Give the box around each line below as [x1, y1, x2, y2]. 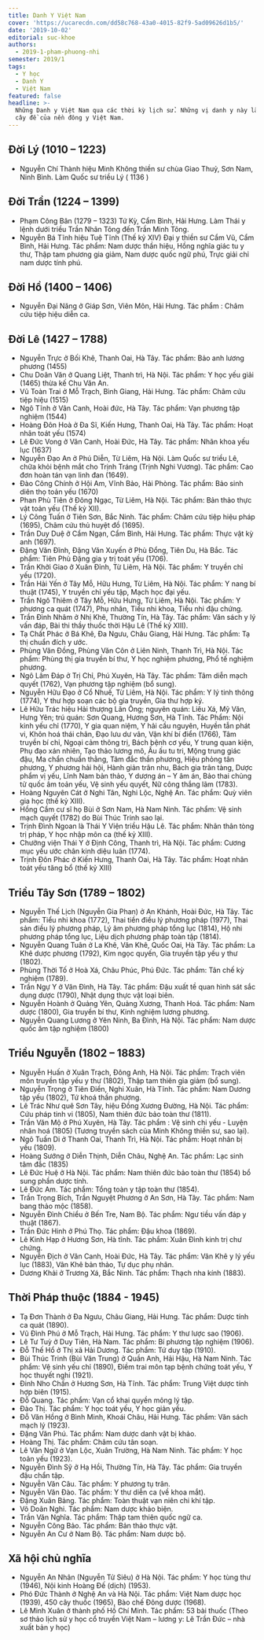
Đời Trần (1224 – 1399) [8, 195, 120, 208]
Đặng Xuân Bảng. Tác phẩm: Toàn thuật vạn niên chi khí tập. [19, 1495, 216, 1505]
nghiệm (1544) [19, 412, 67, 422]
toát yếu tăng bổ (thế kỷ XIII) [19, 863, 112, 873]
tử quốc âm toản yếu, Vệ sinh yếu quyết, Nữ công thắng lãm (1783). [19, 779, 238, 789]
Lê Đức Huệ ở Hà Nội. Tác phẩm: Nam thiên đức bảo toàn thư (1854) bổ [19, 1167, 251, 1177]
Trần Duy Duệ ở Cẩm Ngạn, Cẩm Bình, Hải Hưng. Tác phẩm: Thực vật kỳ [19, 529, 254, 539]
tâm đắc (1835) [19, 1159, 69, 1169]
